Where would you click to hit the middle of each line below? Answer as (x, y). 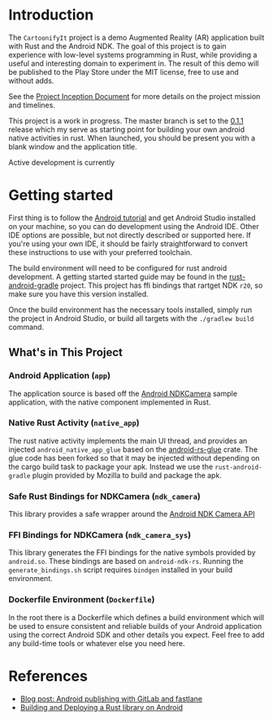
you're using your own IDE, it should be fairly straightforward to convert (128, 243)
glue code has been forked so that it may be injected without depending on (134, 458)
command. (26, 327)
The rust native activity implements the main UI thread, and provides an (128, 440)
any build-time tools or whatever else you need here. (97, 643)
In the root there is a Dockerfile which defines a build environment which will (136, 617)
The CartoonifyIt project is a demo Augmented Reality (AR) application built (136, 37)
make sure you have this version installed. (78, 293)
